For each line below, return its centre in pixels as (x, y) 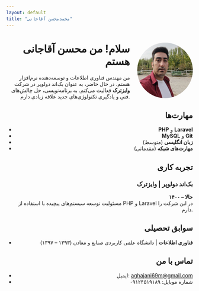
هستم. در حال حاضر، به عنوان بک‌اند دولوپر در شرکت (72, 84)
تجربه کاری (175, 167)
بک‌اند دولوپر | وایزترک (165, 184)
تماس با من (174, 261)
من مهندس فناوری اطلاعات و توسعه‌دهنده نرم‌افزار (75, 78)
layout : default (26, 12)
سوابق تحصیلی (168, 228)
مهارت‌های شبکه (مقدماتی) (163, 149)
